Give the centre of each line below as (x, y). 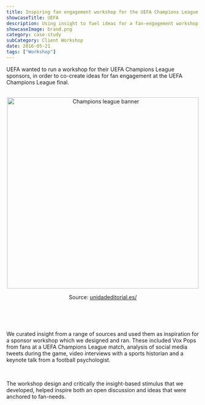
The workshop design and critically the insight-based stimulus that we (95, 384)
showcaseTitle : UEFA (33, 18)
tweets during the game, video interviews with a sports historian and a (95, 353)
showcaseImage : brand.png (39, 29)
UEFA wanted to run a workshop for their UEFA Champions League (90, 69)
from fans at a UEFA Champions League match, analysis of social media (97, 347)
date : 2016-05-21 (28, 46)
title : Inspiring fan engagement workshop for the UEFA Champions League (102, 12)
